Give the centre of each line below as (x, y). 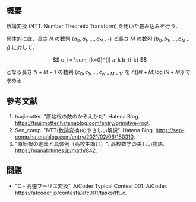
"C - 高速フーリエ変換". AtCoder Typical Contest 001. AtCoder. (91, 186)
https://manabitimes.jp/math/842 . (56, 150)
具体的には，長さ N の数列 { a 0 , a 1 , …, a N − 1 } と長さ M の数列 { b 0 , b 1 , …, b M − (98, 39)
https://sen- (170, 130)
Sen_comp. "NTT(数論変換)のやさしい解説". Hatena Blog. (84, 130)
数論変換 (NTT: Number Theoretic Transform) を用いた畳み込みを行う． (93, 26)
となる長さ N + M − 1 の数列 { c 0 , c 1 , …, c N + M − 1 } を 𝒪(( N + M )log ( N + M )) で (99, 73)
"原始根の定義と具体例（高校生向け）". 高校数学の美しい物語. (89, 144)
